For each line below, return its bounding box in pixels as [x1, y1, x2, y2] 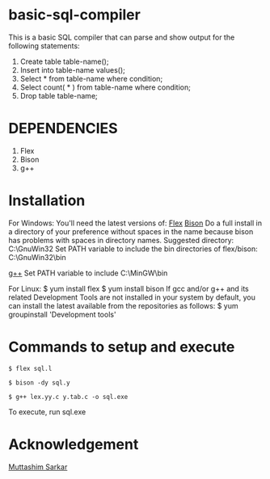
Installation [8, 191, 86, 210]
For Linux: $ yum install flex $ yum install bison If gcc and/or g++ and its [8, 284, 249, 293]
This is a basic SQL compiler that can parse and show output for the [8, 32, 235, 42]
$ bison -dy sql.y [8, 378, 70, 387]
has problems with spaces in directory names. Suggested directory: [8, 235, 234, 245]
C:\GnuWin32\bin [8, 252, 66, 262]
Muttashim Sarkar [8, 462, 68, 472]
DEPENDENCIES [8, 120, 119, 138]
